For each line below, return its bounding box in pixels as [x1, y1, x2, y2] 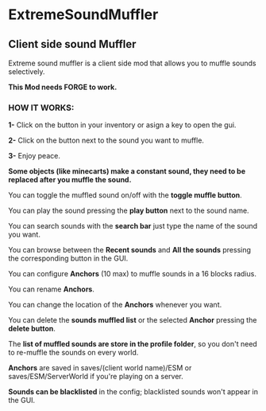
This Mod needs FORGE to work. [8, 82, 118, 92]
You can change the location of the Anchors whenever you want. [8, 300, 222, 310]
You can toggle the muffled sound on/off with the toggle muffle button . [8, 190, 242, 200]
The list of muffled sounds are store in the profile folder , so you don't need [8, 339, 258, 349]
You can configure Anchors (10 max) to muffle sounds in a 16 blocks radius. [8, 269, 256, 279]
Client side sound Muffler [8, 37, 137, 51]
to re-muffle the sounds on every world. [8, 348, 139, 358]
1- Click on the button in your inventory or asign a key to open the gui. [8, 120, 237, 130]
